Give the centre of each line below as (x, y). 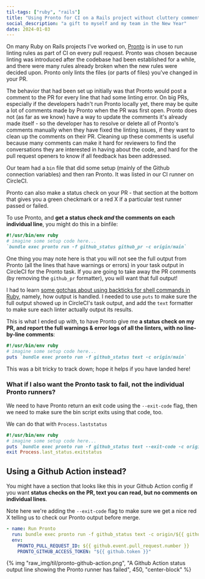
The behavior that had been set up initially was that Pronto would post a (97, 91)
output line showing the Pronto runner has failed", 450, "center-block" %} (99, 570)
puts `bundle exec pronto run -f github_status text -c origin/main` (97, 357)
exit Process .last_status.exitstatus (54, 452)
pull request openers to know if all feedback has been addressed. (89, 156)
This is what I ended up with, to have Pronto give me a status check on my (100, 321)
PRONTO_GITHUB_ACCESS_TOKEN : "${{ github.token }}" (84, 551)
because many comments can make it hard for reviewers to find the (91, 143)
